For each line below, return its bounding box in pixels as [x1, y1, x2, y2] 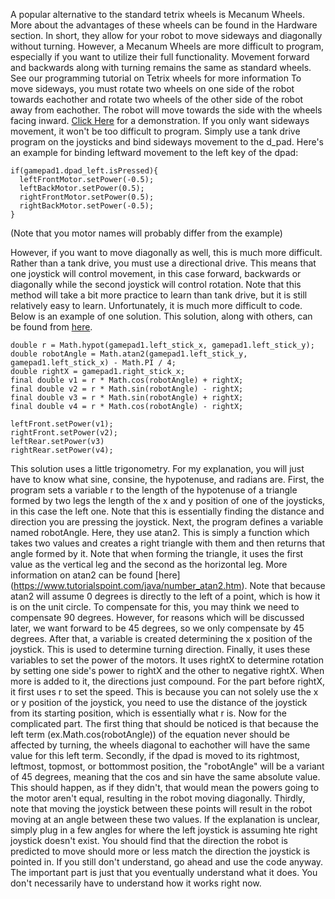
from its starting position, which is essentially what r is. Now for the [10, 707, 287, 719]
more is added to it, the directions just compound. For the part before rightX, [10, 675, 325, 687]
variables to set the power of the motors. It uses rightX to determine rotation [10, 654, 325, 666]
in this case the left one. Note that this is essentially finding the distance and [10, 505, 325, 517]
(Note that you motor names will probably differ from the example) [10, 227, 283, 239]
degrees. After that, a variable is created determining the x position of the [10, 633, 313, 644]
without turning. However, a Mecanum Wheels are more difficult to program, [10, 40, 325, 52]
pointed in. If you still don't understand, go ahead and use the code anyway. [10, 856, 324, 868]
